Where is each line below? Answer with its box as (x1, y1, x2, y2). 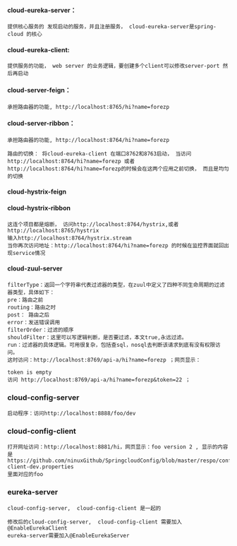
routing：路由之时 (7, 304, 56, 311)
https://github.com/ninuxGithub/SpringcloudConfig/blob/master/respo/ (7, 457, 219, 465)
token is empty (7, 369, 52, 376)
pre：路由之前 (7, 296, 44, 303)
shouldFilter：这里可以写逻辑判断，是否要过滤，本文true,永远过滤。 (7, 333, 188, 341)
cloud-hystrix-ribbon (7, 204, 71, 212)
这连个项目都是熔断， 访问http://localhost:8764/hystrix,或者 (7, 220, 179, 228)
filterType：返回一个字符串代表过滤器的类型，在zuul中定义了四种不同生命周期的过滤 (7, 281, 225, 288)
